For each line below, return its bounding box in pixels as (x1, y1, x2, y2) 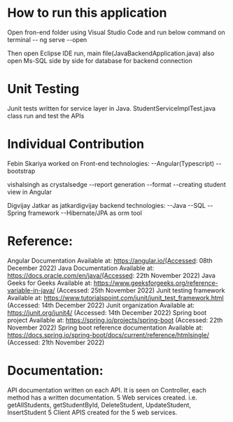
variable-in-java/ (7, 286, 55, 295)
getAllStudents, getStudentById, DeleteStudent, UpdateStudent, (7, 400, 191, 409)
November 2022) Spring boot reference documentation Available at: (7, 323, 204, 332)
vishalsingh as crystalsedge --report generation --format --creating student (7, 180, 226, 188)
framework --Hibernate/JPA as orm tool (27, 209, 142, 217)
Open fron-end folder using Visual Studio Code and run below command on (7, 28, 225, 36)
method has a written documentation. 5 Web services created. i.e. (7, 393, 197, 402)
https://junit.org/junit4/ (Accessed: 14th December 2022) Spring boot (7, 308, 207, 316)
